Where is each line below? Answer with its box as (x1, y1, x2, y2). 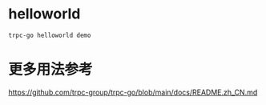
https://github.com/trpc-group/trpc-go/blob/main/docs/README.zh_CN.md (8, 87, 258, 97)
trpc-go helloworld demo (8, 31, 91, 39)
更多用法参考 (8, 61, 94, 79)
